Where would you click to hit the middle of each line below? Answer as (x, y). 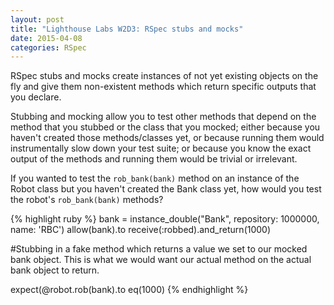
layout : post (37, 19)
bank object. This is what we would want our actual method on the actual (161, 260)
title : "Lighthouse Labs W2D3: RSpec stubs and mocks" (127, 29)
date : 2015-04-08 (46, 38)
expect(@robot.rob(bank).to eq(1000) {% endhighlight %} (129, 290)
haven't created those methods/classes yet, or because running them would (167, 138)
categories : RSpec (48, 47)
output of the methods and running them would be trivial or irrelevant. (154, 159)
